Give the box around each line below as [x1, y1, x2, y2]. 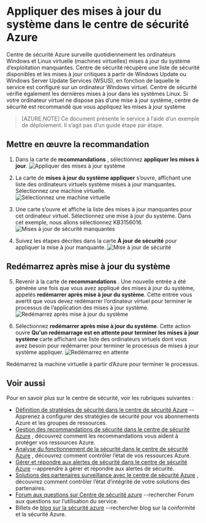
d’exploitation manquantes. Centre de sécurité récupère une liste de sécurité [6, 63, 200, 71]
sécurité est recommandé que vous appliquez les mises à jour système [6, 103, 186, 110]
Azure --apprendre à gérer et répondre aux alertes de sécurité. [15, 465, 175, 473]
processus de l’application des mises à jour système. [15, 304, 149, 311]
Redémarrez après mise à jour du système [6, 261, 170, 272]
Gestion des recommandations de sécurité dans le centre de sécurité [15, 426, 190, 433]
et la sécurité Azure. [15, 511, 66, 518]
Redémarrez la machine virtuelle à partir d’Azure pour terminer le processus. [6, 360, 199, 368]
